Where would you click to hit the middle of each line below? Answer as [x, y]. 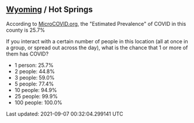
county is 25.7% [26, 30]
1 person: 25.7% [34, 65]
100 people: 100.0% [38, 102]
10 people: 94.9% [36, 90]
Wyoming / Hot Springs [49, 10]
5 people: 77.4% [34, 84]
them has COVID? [27, 54]
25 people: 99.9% [36, 96]
